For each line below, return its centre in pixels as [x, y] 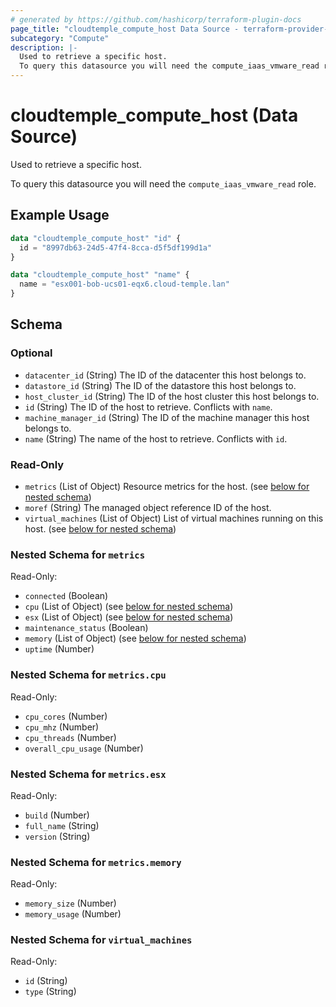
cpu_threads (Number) [70, 737]
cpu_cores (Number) [66, 716]
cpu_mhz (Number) [62, 727]
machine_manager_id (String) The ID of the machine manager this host [167, 417]
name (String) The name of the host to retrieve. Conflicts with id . [156, 438]
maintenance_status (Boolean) [86, 628]
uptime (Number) [59, 649]
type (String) [50, 992]
